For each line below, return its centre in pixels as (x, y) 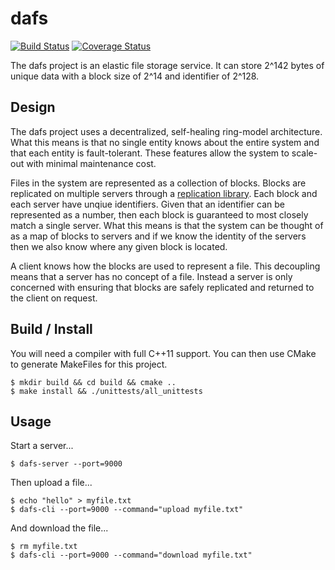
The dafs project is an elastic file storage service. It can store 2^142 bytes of (167, 65)
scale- (304, 153)
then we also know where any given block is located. (119, 246)
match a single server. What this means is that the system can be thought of (167, 225)
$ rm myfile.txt (44, 547)
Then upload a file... (51, 483)
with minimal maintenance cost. (91, 163)
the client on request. (54, 298)
